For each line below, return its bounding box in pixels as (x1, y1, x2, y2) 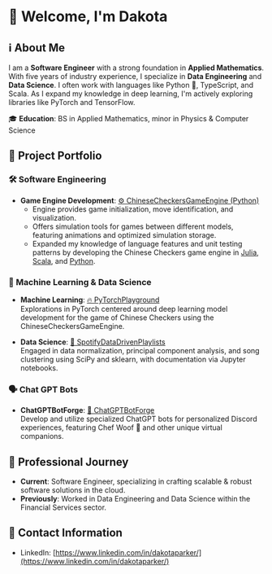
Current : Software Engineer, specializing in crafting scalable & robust (19, 476, 253, 487)
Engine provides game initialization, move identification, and (32, 204, 234, 214)
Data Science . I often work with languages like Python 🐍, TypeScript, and (8, 81, 254, 90)
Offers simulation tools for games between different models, (32, 221, 234, 231)
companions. (19, 432, 64, 441)
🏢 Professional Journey (8, 455, 129, 469)
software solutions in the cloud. (19, 485, 126, 495)
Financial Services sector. (19, 502, 107, 512)
